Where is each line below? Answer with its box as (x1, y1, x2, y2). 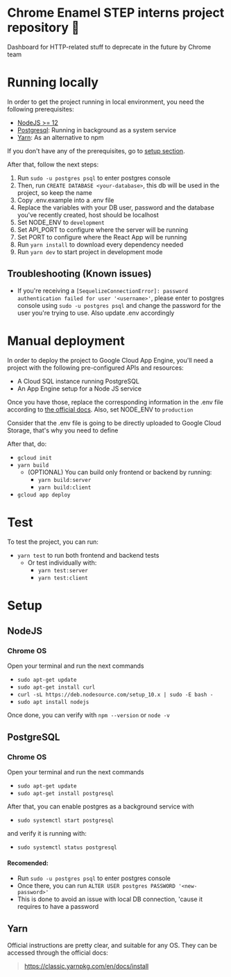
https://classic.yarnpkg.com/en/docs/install (24, 962, 149, 971)
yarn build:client (37, 484, 92, 491)
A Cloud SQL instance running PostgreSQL (17, 377, 140, 385)
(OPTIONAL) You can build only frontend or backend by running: (27, 468, 212, 476)
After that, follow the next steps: (7, 160, 99, 169)
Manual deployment (7, 333, 125, 349)
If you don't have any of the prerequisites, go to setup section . (7, 146, 185, 155)
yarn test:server (37, 567, 88, 574)
